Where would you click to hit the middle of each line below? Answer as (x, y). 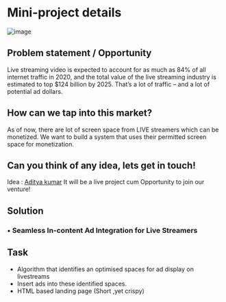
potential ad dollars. (35, 91)
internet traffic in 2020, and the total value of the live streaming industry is (112, 77)
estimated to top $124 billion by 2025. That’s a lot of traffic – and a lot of (109, 84)
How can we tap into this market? (80, 113)
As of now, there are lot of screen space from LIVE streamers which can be (113, 129)
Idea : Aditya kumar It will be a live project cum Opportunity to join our (106, 182)
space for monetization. (40, 144)
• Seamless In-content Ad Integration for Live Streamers (102, 230)
